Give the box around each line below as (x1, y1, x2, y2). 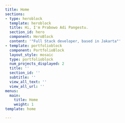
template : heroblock (9, 20, 51, 26)
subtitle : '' (9, 75, 36, 80)
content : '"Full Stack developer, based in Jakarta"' (9, 39, 121, 44)
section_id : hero (9, 30, 45, 35)
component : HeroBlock (9, 35, 54, 39)
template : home (5, 106, 36, 112)
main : (9, 93, 21, 98)
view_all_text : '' (9, 79, 47, 84)
